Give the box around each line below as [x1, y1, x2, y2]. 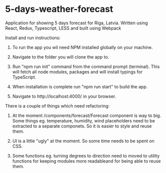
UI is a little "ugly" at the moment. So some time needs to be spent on [12, 138, 155, 144]
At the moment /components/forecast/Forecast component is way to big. [12, 113, 162, 118]
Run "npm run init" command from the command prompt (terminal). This [12, 63, 160, 69]
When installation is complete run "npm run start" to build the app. [12, 83, 148, 90]
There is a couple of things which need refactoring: [5, 103, 110, 109]
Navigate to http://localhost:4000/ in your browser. [12, 93, 116, 99]
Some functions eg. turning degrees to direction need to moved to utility [12, 153, 160, 159]
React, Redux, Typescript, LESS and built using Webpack [5, 25, 121, 31]
